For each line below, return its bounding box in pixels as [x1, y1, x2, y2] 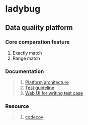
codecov [25, 114, 44, 120]
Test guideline [25, 85, 54, 91]
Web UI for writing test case [25, 90, 83, 96]
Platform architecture [25, 79, 69, 86]
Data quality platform [5, 23, 73, 32]
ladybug [5, 3, 41, 15]
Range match [12, 55, 40, 61]
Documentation [5, 68, 44, 75]
